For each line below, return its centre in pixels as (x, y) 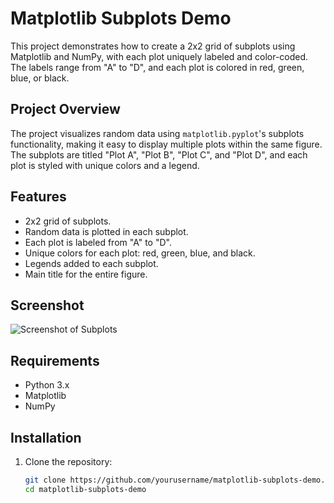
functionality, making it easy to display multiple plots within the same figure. (166, 144)
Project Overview (65, 109)
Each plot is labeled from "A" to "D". (98, 242)
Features (38, 197)
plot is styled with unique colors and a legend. (105, 165)
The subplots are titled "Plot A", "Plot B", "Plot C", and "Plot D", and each (159, 154)
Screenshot (47, 305)
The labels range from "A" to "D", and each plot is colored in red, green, (157, 67)
